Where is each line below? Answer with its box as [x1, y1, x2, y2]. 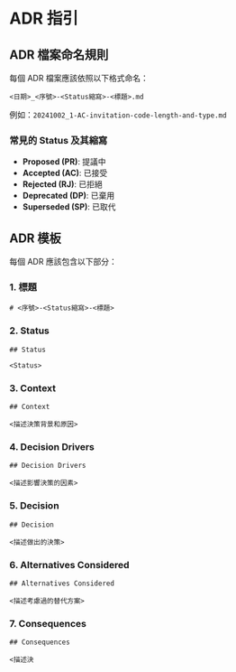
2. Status [9, 324, 50, 337]
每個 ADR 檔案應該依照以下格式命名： [9, 73, 149, 83]
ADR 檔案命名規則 [9, 47, 109, 62]
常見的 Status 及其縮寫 [9, 134, 108, 146]
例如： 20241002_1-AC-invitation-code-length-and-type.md [9, 109, 227, 120]
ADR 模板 [9, 230, 61, 246]
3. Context [9, 381, 57, 394]
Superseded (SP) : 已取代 [22, 201, 116, 212]
